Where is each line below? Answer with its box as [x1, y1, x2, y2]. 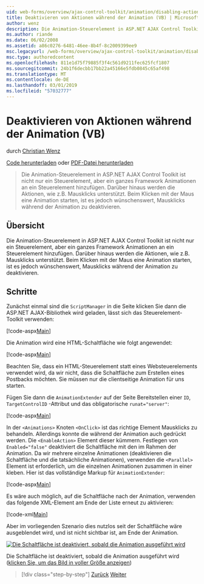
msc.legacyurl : [6, 49, 45, 55]
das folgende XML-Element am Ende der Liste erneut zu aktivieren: [6, 499, 174, 506]
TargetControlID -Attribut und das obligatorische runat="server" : [6, 400, 169, 408]
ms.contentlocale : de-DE [6, 77, 69, 83]
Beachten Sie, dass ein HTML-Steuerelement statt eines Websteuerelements [6, 363, 197, 370]
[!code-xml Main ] [6, 511, 48, 518]
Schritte [6, 287, 38, 297]
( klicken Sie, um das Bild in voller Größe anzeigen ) [6, 559, 132, 566]
